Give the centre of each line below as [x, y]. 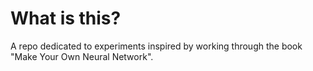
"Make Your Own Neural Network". [82, 56]
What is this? [66, 18]
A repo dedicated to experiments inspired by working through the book [156, 46]
